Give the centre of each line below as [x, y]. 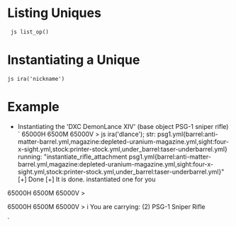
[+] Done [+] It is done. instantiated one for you [86, 179]
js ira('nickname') [36, 79]
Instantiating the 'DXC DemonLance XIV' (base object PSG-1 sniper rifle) [123, 126]
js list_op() [30, 32]
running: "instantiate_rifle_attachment [72, 157]
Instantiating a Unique [74, 60]
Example [33, 107]
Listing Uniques [54, 13]
